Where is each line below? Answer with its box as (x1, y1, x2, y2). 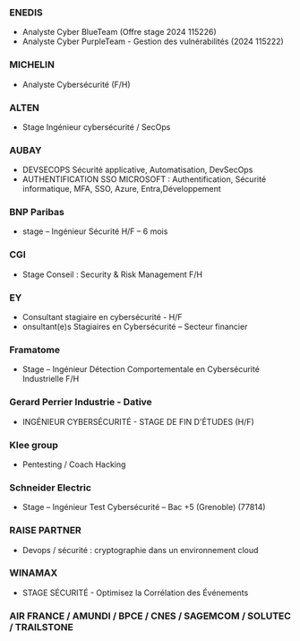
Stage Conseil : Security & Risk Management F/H (21, 269, 203, 280)
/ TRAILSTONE (9, 620, 73, 633)
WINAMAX (9, 567, 58, 579)
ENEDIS (9, 6, 43, 19)
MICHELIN (9, 58, 56, 71)
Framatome (9, 343, 61, 356)
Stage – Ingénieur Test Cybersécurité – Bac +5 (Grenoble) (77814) (21, 502, 266, 513)
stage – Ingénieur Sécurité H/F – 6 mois (21, 226, 168, 237)
